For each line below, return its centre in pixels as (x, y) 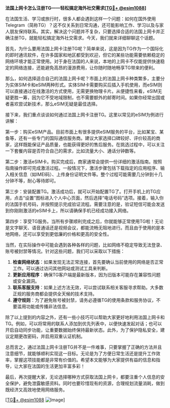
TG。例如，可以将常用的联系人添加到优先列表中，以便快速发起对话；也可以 (84, 324)
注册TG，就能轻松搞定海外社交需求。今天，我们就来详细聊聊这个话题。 (83, 38)
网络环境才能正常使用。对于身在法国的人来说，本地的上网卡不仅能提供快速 (83, 61)
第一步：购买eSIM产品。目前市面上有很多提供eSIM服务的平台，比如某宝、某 (85, 132)
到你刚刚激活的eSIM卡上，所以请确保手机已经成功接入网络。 (68, 211)
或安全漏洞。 (26, 281)
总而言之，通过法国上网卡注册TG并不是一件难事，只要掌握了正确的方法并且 (84, 347)
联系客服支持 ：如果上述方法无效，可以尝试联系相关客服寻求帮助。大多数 (88, 287)
